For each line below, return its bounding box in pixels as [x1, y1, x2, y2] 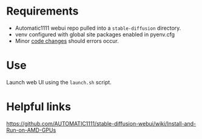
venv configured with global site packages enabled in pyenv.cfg [15, 30, 175, 38]
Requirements [6, 4, 79, 18]
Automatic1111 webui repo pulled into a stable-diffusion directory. [15, 24, 181, 32]
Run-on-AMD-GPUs [6, 126, 56, 134]
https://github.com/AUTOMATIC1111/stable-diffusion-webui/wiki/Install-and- [6, 120, 197, 127]
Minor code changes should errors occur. [15, 37, 120, 44]
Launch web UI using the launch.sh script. [6, 78, 112, 86]
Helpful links [6, 100, 72, 114]
